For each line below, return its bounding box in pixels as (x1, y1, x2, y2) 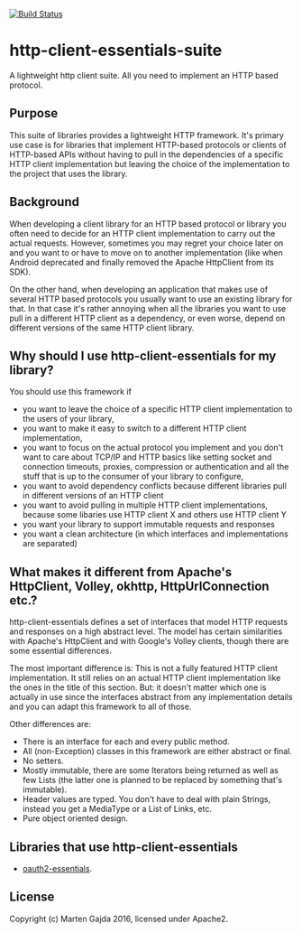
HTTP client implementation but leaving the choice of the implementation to (9, 158, 290, 169)
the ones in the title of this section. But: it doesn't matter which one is (9, 682, 267, 693)
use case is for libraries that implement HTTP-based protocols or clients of (9, 139, 287, 150)
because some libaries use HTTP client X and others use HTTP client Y (22, 509, 287, 520)
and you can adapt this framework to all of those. (9, 701, 192, 713)
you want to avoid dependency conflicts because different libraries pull (22, 480, 287, 491)
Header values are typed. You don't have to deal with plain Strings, (22, 794, 271, 805)
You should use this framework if (9, 387, 133, 397)
